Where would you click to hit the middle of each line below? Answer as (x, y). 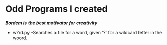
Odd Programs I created (57, 9)
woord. (20, 38)
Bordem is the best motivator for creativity (51, 23)
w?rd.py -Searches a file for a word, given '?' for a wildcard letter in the (87, 32)
